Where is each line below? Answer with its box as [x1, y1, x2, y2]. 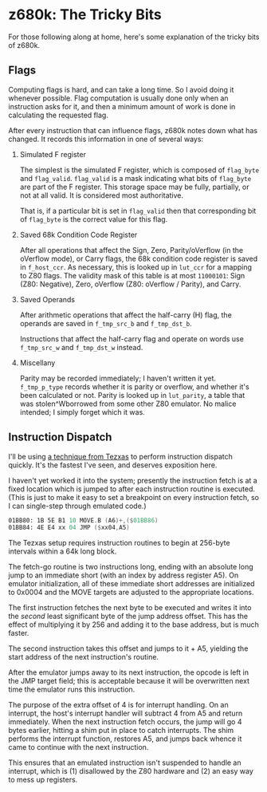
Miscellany [19, 357, 56, 368]
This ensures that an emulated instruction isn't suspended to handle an [8, 758, 241, 767]
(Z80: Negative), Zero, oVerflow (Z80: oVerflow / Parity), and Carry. [19, 279, 241, 289]
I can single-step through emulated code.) [8, 501, 147, 510]
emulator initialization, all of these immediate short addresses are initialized [8, 579, 255, 589]
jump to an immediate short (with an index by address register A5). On [8, 570, 239, 580]
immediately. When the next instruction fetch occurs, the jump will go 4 [8, 717, 242, 727]
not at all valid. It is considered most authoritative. [19, 190, 184, 200]
